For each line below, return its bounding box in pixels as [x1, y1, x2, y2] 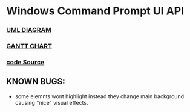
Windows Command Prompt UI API [6, 4, 185, 18]
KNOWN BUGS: [6, 76, 65, 87]
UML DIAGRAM [6, 26, 51, 34]
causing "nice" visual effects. [15, 99, 88, 106]
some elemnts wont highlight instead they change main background [15, 92, 185, 100]
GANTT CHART [6, 42, 53, 51]
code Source [6, 58, 45, 66]
